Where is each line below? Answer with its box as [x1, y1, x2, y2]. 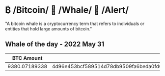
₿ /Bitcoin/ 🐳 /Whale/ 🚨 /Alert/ [5, 4, 129, 16]
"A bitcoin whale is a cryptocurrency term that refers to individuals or [5, 21, 145, 26]
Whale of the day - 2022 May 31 [5, 40, 105, 49]
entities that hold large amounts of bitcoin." [5, 25, 92, 31]
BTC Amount [12, 54, 43, 61]
